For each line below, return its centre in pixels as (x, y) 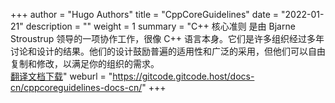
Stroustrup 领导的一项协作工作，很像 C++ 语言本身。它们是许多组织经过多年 (167, 38)
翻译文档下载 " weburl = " (61, 76)
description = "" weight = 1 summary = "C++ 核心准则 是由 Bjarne (160, 26)
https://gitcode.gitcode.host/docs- (183, 76)
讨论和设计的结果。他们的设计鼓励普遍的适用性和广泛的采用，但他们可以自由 (168, 51)
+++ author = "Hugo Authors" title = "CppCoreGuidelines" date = (145, 14)
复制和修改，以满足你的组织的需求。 (85, 63)
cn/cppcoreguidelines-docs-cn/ (76, 87)
